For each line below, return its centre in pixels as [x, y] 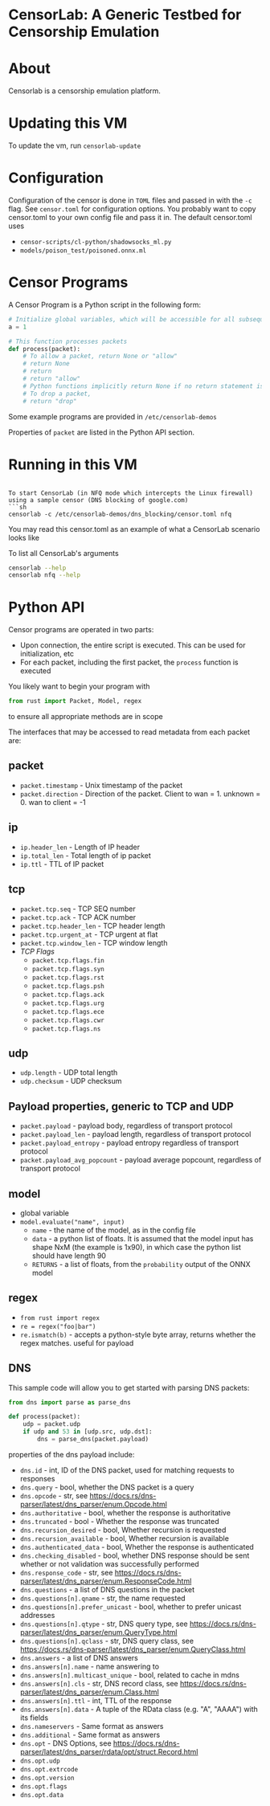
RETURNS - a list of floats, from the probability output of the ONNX [141, 1264]
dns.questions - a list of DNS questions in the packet [107, 1589]
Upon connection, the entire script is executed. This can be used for [133, 645]
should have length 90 [69, 1256]
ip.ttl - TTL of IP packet [62, 864]
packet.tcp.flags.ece [68, 1011]
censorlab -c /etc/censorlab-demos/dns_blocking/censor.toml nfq [120, 514]
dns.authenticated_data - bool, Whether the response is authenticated [137, 1547]
